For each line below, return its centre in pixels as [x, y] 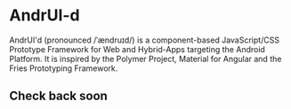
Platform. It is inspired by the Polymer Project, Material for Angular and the [145, 58]
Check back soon [59, 96]
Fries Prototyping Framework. [64, 68]
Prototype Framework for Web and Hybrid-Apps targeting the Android [137, 49]
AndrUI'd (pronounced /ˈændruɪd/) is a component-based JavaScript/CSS [145, 40]
